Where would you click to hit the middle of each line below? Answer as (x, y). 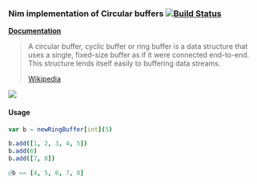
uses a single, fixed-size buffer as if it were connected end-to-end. (139, 55)
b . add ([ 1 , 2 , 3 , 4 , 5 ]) (48, 144)
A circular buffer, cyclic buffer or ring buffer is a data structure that (138, 46)
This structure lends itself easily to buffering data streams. (124, 63)
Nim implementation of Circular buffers (86, 14)
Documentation (35, 31)
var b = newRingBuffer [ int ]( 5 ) (60, 129)
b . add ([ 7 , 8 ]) (32, 159)
